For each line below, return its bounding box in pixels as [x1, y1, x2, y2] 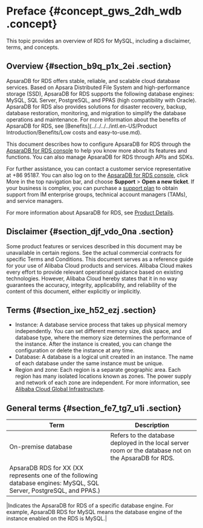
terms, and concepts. [6, 44, 59, 51]
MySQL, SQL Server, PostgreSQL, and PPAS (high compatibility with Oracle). [6, 96, 197, 104]
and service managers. [6, 197, 63, 204]
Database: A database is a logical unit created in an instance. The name [14, 353, 193, 361]
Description [135, 421, 169, 429]
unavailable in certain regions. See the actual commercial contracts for [6, 249, 182, 256]
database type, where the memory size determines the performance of [14, 334, 192, 342]
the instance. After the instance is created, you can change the [14, 340, 172, 348]
